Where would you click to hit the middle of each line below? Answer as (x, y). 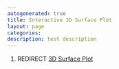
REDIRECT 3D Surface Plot (55, 59)
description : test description (52, 39)
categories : (24, 33)
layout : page (26, 26)
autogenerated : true (37, 13)
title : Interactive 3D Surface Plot (60, 20)
